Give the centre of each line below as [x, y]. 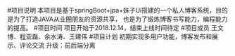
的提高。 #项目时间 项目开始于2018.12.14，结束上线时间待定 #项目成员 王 [113, 28]
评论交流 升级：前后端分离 [57, 45]
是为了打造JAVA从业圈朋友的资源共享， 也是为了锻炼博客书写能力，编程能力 [118, 19]
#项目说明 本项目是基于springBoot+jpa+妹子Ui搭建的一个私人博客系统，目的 [118, 10]
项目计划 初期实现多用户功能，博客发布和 [152, 36]
